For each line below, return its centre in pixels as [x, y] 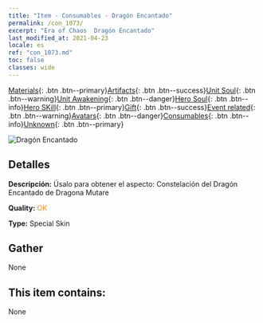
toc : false [26, 61]
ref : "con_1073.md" [41, 53]
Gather [26, 248]
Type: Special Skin [39, 223]
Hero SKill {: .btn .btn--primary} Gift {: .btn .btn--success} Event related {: [139, 107]
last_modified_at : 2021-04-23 [59, 38]
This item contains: [57, 292]
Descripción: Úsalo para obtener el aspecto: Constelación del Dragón [123, 183]
